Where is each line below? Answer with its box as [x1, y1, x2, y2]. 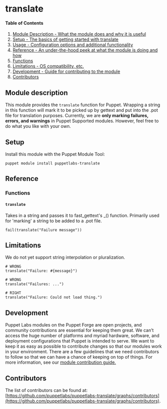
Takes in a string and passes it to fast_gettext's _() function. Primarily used [5, 212, 159, 218]
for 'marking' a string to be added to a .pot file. [5, 217, 102, 224]
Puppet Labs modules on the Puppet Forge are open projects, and [5, 322, 142, 328]
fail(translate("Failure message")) [5, 227, 82, 232]
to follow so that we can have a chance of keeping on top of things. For [5, 354, 152, 360]
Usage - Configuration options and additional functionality [12, 42, 133, 48]
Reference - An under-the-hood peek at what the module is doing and [12, 47, 158, 53]
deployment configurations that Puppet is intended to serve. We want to [5, 338, 154, 344]
